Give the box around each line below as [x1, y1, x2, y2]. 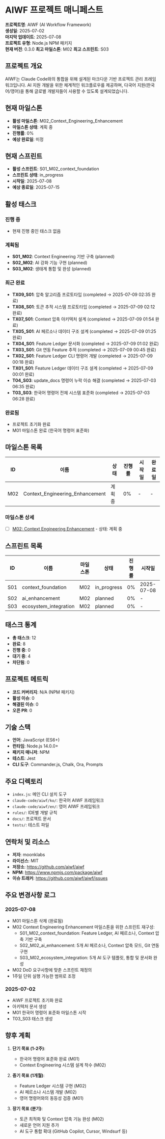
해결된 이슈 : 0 [12, 701, 39, 707]
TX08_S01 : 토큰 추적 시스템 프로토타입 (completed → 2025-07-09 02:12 [12, 304, 156, 310]
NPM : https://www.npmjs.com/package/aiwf [12, 870, 103, 875]
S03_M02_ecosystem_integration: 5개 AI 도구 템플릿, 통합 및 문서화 [19, 954, 152, 960]
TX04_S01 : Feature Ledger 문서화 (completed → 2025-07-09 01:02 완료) [12, 341, 159, 346]
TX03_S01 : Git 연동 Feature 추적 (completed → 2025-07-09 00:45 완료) [12, 346, 156, 352]
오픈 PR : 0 [12, 707, 32, 713]
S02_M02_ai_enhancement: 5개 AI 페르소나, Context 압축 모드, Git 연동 [19, 942, 160, 948]
